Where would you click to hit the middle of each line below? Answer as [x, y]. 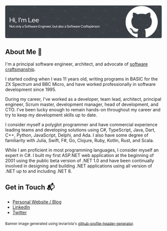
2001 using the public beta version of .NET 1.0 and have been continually [80, 160]
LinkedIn [21, 207]
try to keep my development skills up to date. [51, 115]
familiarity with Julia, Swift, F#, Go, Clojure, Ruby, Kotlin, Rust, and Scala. [80, 140]
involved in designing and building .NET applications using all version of [79, 166]
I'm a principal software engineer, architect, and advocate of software [77, 64]
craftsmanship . [20, 69]
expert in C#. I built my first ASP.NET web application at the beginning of [80, 155]
